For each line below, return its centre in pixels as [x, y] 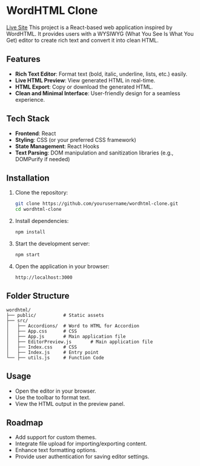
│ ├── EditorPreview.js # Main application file [80, 342]
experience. [30, 99]
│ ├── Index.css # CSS [42, 347]
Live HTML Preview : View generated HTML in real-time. [85, 80]
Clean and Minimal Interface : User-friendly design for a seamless [98, 93]
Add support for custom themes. [56, 438]
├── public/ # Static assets [55, 315]
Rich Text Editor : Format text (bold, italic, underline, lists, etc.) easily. [101, 74]
